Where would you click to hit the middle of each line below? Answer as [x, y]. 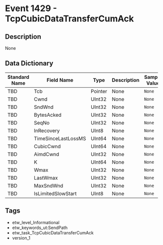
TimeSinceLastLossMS [60, 138]
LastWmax [46, 178]
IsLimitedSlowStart [55, 193]
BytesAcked [48, 115]
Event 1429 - [31, 8]
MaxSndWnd [49, 185]
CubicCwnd [47, 146]
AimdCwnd [47, 154]
